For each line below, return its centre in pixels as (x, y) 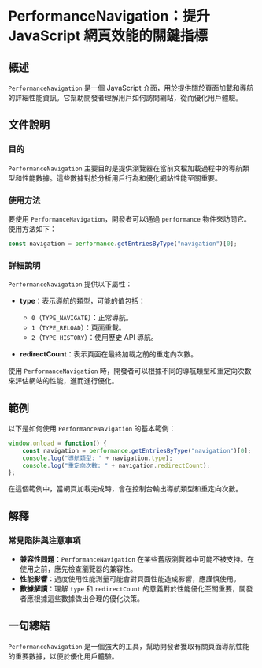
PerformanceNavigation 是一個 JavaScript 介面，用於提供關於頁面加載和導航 (131, 88)
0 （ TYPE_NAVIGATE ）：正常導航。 (82, 318)
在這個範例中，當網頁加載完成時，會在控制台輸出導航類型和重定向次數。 (125, 489)
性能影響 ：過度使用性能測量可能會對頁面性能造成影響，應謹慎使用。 (130, 579)
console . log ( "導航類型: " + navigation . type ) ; (98, 458)
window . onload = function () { (58, 443)
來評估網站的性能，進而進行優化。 (63, 381)
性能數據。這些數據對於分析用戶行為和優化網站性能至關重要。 (122, 177)
